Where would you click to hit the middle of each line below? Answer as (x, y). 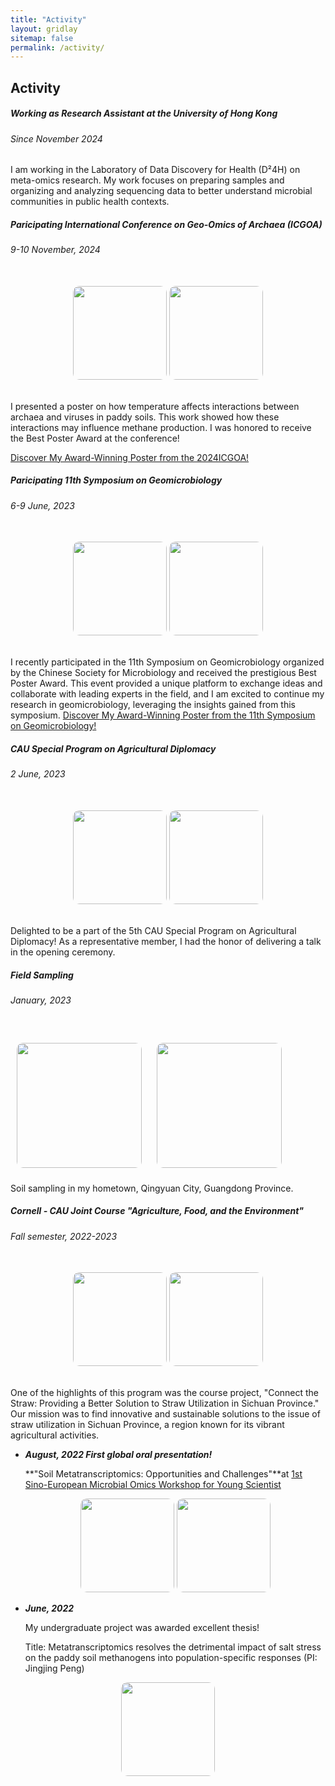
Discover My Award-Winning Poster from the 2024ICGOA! (130, 457)
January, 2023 (41, 1000)
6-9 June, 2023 (42, 505)
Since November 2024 (56, 138)
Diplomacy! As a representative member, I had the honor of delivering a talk (166, 941)
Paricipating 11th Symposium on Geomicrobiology (116, 480)
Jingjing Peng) (54, 1668)
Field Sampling (42, 975)
